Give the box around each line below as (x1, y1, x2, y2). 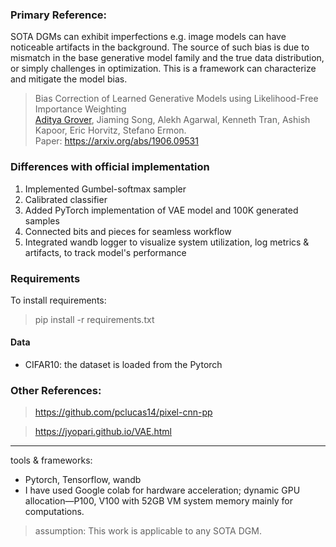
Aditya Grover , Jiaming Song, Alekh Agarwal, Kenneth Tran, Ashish (34, 114, 311, 126)
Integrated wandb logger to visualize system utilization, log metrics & (24, 236, 310, 248)
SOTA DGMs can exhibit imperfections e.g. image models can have (10, 31, 287, 43)
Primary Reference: (10, 8, 108, 22)
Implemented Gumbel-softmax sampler (24, 183, 187, 195)
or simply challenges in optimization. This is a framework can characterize (10, 63, 317, 75)
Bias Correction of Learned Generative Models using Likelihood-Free (34, 93, 319, 105)
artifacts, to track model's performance (24, 246, 187, 258)
